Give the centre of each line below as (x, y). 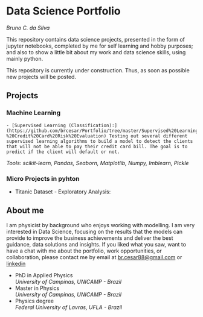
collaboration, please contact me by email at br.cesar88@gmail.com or (94, 257)
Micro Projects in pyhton (43, 178)
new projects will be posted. (41, 77)
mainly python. (25, 58)
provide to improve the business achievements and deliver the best (90, 238)
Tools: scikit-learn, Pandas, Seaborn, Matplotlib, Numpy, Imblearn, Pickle (98, 163)
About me (25, 211)
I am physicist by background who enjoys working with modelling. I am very (101, 225)
